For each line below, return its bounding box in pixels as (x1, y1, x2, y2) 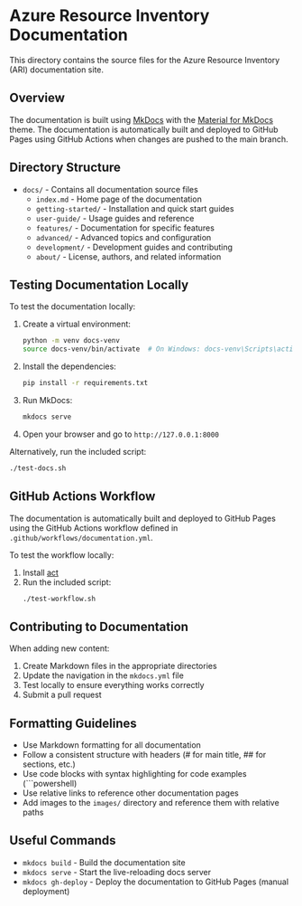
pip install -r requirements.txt (22, 379, 149, 388)
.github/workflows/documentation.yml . (9, 532, 153, 543)
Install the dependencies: (22, 361, 117, 372)
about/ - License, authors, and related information (35, 250, 222, 262)
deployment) (22, 885, 70, 896)
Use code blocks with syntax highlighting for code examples (22, 769, 247, 779)
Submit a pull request (22, 689, 102, 701)
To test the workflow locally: (9, 549, 114, 561)
